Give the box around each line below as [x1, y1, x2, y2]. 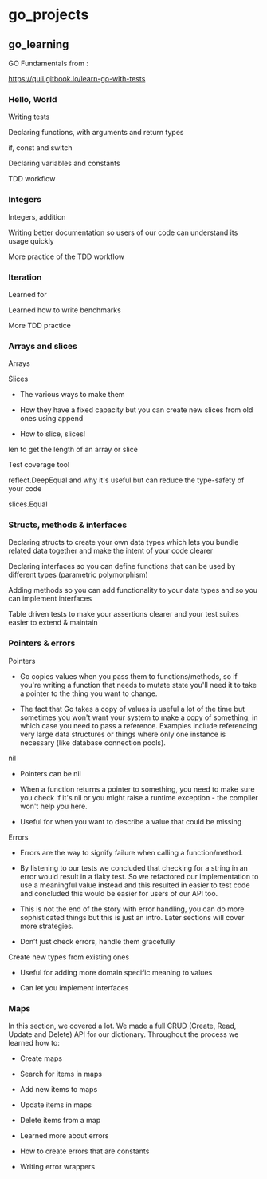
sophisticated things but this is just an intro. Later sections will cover [19, 912, 245, 922]
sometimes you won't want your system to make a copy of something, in [19, 713, 258, 722]
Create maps [19, 1054, 62, 1063]
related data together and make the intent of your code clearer [8, 546, 214, 556]
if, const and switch [8, 143, 73, 153]
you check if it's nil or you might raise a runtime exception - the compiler [19, 792, 259, 802]
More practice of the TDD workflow [8, 252, 125, 261]
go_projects [8, 6, 89, 24]
